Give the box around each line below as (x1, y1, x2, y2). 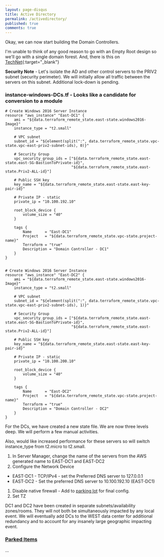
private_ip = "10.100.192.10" (14, 199, 76, 205)
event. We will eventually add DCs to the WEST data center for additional (5, 513, 153, 519)
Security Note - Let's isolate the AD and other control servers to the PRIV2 (5, 69, 157, 74)
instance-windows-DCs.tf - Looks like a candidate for (5, 92, 136, 99)
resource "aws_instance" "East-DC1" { (5, 113, 85, 118)
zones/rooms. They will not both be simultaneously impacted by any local (5, 508, 154, 514)
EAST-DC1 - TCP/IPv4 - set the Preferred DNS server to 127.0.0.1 (12, 473, 143, 479)
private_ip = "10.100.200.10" (14, 359, 76, 364)
